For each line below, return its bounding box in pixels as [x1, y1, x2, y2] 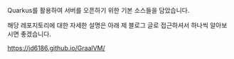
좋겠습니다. [20, 30, 52, 38]
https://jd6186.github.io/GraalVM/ [7, 44, 105, 52]
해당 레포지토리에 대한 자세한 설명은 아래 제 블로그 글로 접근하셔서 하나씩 [7, 21, 208, 29]
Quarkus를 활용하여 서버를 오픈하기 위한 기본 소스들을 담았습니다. [7, 6, 190, 14]
